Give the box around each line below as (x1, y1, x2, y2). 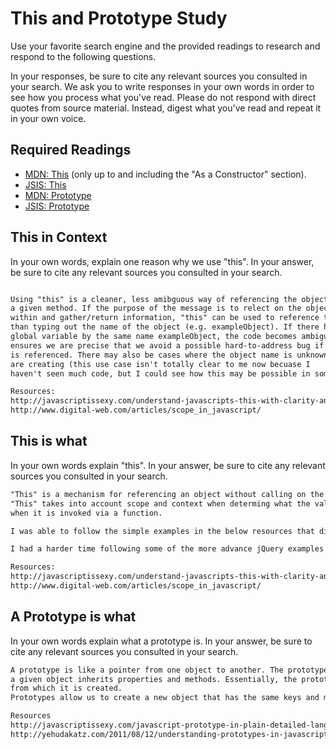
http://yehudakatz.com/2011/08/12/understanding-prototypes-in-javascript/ (10, 729, 333, 739)
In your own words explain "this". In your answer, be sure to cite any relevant (10, 459, 326, 471)
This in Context (10, 229, 108, 246)
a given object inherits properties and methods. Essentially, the (10, 674, 298, 684)
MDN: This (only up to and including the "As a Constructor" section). (24, 168, 307, 180)
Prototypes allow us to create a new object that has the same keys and (10, 693, 320, 703)
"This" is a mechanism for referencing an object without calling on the (10, 489, 325, 499)
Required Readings (10, 142, 132, 159)
